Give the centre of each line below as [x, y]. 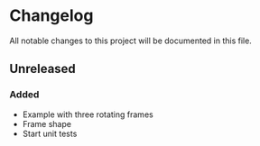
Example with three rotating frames [88, 114]
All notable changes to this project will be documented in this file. [131, 41]
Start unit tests [50, 133]
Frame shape [47, 123]
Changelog [51, 16]
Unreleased [43, 69]
